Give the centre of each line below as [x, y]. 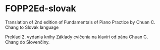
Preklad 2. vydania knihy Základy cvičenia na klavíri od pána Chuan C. [77, 37]
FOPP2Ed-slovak [41, 9]
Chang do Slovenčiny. [27, 42]
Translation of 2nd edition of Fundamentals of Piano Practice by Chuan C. [80, 22]
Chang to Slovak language [32, 27]
